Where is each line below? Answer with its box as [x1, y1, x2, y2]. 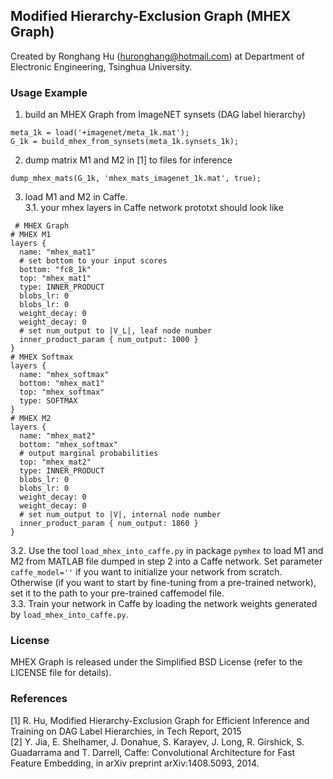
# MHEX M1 [10, 230, 52, 240]
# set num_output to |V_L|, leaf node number [19, 326, 213, 336]
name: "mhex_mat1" [19, 247, 97, 258]
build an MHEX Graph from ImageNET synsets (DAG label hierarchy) [24, 109, 307, 121]
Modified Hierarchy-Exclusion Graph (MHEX [10, 8, 292, 25]
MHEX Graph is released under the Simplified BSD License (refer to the [10, 656, 303, 668]
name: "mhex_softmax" [19, 370, 110, 380]
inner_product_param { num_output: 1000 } [19, 335, 199, 345]
